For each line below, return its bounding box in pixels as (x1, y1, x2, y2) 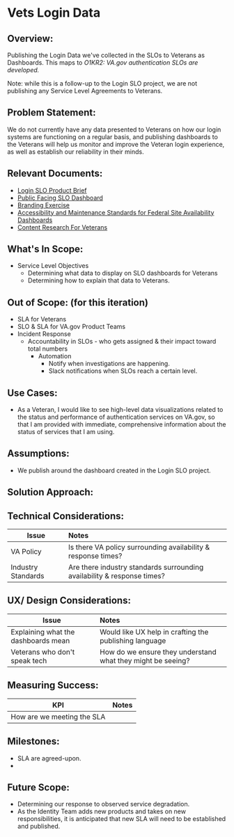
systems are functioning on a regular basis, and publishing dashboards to (7, 132, 218, 141)
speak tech (10, 655, 47, 665)
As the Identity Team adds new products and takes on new (17, 807, 187, 815)
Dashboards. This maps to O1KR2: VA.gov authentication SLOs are (7, 58, 198, 67)
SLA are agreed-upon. (17, 754, 81, 763)
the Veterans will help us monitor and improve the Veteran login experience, (7, 140, 225, 148)
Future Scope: (7, 781, 70, 793)
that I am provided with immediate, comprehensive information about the (17, 420, 226, 429)
